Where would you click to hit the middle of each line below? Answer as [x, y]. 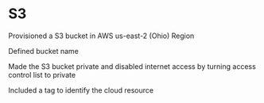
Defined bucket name [44, 51]
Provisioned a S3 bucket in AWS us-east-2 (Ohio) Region [101, 36]
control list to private [42, 74]
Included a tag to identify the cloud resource [81, 90]
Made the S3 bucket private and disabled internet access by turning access [132, 66]
